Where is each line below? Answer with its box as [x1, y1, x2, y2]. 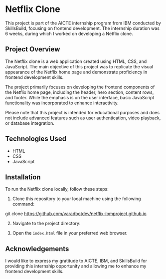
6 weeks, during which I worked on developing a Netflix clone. [5, 30, 133, 36]
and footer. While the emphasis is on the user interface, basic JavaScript [5, 94, 155, 100]
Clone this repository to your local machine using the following [12, 196, 141, 202]
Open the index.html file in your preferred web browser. [12, 230, 128, 236]
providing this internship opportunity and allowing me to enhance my [5, 263, 147, 269]
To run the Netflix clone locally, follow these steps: [5, 186, 109, 192]
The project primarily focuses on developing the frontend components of [5, 84, 155, 90]
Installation [5, 173, 41, 181]
